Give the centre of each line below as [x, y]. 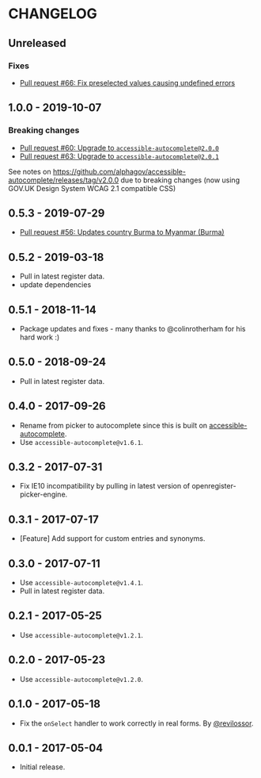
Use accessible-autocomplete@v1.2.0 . [81, 679]
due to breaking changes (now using [180, 180]
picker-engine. [43, 494]
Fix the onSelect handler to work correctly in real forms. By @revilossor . [136, 723]
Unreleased [38, 43]
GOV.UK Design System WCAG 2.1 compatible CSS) [92, 188]
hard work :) [40, 337]
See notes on [30, 171]
